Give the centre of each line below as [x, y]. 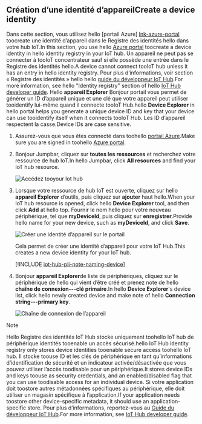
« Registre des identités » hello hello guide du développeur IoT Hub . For [95, 79]
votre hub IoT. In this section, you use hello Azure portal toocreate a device [99, 47]
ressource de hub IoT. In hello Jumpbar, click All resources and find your [105, 161]
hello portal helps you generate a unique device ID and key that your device [100, 111]
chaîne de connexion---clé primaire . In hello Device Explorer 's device [103, 289]
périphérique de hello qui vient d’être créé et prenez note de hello [97, 282]
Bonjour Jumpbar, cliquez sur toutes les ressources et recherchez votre [105, 154]
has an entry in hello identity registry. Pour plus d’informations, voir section [100, 73]
